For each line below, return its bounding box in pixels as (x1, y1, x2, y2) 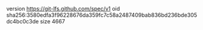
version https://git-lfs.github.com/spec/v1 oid (6, 5, 120, 12)
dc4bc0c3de (6, 18, 39, 25)
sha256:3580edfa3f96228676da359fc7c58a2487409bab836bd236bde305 (6, 11, 197, 19)
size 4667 (40, 18, 65, 25)
